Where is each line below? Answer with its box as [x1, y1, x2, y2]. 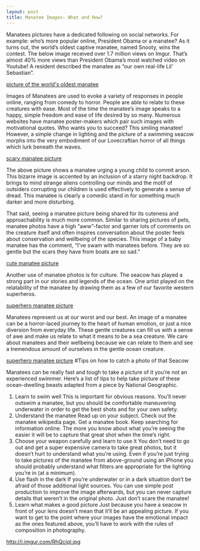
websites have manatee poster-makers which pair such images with [6, 117, 174, 125]
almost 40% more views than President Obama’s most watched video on [6, 56, 186, 63]
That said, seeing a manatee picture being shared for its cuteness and [6, 210, 178, 217]
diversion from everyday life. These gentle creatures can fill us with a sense [6, 326, 193, 333]
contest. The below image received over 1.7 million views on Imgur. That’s [6, 50, 187, 57]
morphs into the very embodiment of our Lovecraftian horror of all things [6, 137, 186, 144]
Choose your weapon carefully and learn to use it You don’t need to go [14, 437, 190, 444]
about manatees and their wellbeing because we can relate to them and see [6, 339, 193, 346]
